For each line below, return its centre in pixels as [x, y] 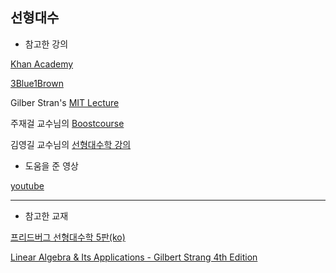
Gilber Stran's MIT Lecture [65, 102]
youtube [27, 185]
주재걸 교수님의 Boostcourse [67, 123]
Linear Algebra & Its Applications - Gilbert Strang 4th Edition [134, 257]
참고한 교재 [46, 215]
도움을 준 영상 [51, 165]
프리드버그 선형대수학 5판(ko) [68, 237]
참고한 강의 [46, 44]
